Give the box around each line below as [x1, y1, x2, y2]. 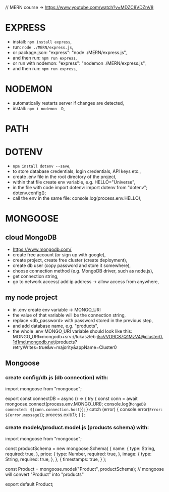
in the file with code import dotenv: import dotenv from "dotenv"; [12, 185, 148, 190]
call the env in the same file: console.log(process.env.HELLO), [12, 195, 142, 201]
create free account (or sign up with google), [12, 252, 106, 257]
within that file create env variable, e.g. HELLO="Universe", [12, 179, 135, 185]
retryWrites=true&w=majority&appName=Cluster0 [12, 344, 117, 350]
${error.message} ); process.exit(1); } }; [5, 412, 85, 418]
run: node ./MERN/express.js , [12, 44, 74, 50]
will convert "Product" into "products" [5, 471, 84, 477]
